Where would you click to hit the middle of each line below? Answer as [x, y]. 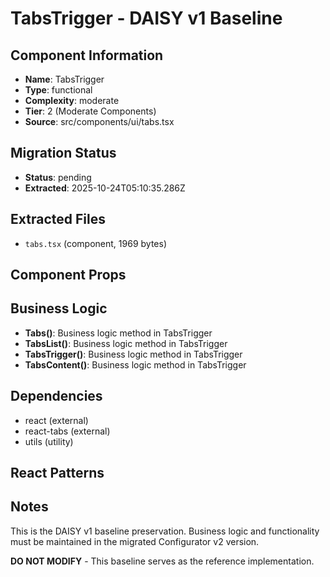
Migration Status [63, 153]
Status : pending [58, 177]
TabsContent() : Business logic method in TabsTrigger [135, 364]
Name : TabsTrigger [64, 79]
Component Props [68, 275]
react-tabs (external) [67, 431]
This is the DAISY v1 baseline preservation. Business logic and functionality [165, 531]
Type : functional [58, 90]
